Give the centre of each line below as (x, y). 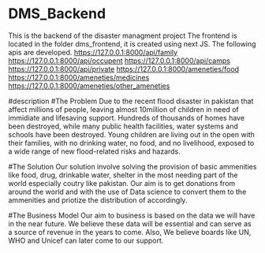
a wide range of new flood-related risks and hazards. (95, 151)
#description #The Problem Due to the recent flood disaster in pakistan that (131, 101)
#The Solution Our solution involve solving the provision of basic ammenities (132, 166)
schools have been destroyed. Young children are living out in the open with (131, 134)
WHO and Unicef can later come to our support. (86, 240)
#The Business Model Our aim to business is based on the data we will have (132, 215)
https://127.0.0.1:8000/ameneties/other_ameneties (89, 86)
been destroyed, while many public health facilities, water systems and (123, 126)
